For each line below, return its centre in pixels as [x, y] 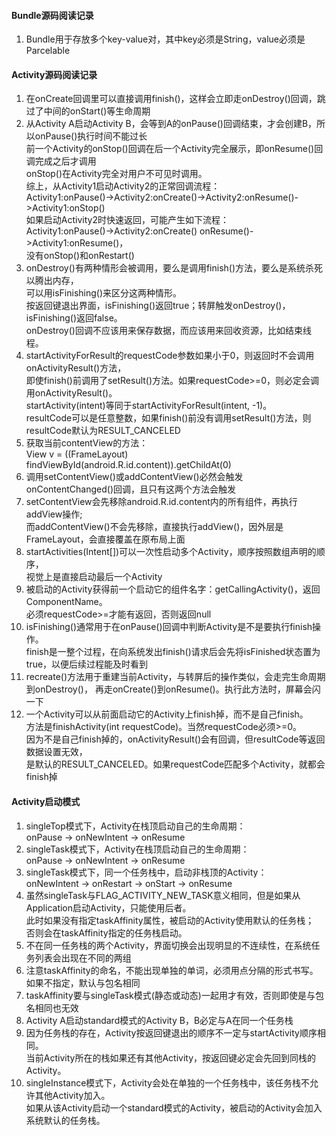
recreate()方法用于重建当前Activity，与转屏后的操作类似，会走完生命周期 [175, 677]
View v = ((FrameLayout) [77, 454]
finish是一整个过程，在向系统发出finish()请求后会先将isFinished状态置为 [173, 652]
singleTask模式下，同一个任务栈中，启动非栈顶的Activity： [146, 872]
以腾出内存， [52, 281]
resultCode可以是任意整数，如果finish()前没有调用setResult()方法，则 [168, 418]
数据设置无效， [56, 752]
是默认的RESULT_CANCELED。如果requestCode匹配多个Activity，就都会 [175, 764]
